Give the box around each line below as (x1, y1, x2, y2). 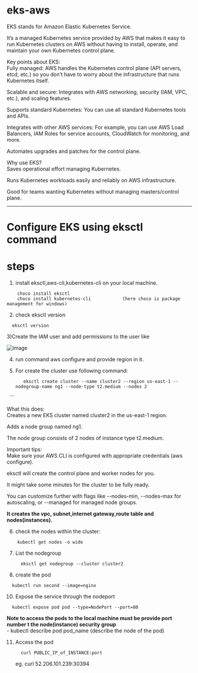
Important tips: (6, 446, 42, 453)
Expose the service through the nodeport (15, 593, 115, 600)
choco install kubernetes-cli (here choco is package (17, 296, 181, 302)
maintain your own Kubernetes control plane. (6, 46, 116, 54)
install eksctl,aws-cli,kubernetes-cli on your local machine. (15, 279, 158, 286)
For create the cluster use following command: (15, 367, 128, 374)
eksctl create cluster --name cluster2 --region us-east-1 (23, 379, 171, 385)
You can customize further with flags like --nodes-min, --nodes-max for (6, 492, 182, 500)
